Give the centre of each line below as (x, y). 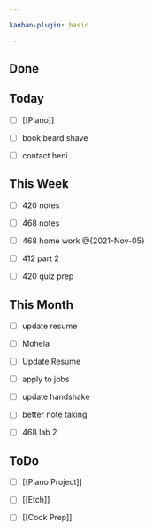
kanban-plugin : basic (49, 25)
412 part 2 (40, 258)
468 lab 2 (39, 432)
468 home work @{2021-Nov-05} (83, 241)
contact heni (45, 155)
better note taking (54, 415)
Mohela (36, 344)
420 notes (41, 205)
